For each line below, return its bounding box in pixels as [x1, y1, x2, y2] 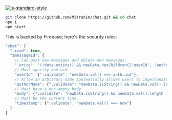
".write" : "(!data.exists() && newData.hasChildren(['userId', [14, 63, 153, 68]
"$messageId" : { [10, 53, 45, 58]
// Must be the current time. [14, 96, 79, 101]
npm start [5, 24, 27, 29]
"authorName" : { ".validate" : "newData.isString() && [14, 82, 130, 87]
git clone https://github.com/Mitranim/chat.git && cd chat [5, 15, 137, 20]
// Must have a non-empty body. [14, 86, 83, 92]
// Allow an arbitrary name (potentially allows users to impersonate [14, 77, 168, 82]
